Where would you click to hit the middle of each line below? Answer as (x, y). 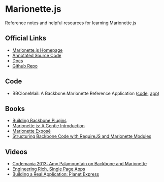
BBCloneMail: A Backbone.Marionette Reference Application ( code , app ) (86, 93)
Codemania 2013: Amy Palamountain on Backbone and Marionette (79, 164)
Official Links (26, 38)
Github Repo (25, 66)
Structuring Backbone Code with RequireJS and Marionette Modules (82, 136)
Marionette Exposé (31, 131)
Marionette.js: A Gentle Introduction (48, 126)
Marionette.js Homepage (37, 50)
